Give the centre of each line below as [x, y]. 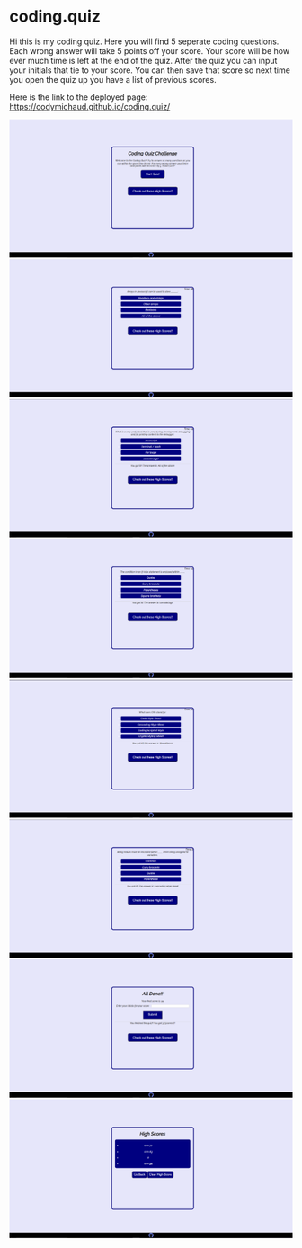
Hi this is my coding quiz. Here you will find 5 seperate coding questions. [144, 41]
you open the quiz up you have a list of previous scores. [113, 79]
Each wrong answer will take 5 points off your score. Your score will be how [150, 50]
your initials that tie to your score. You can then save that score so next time [150, 70]
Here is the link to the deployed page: [79, 97]
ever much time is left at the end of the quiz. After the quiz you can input [143, 60]
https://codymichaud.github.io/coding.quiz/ [90, 106]
